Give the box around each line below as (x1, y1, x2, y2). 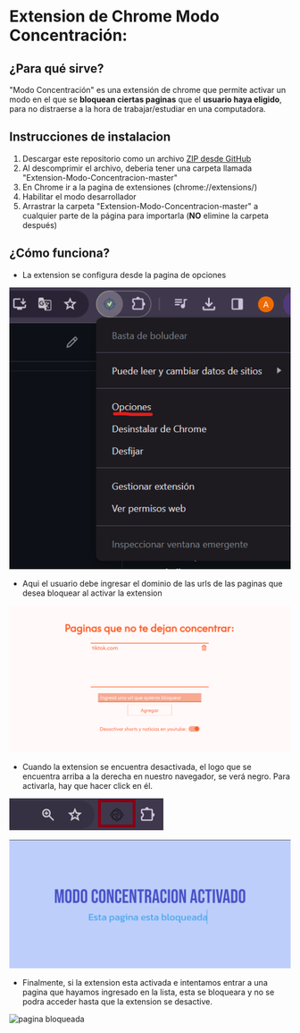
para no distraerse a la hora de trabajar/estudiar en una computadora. (9, 104, 266, 114)
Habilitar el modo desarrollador (21, 191, 137, 202)
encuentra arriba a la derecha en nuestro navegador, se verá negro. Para (21, 771, 290, 782)
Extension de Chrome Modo (9, 6, 221, 27)
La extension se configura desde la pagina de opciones (21, 269, 227, 280)
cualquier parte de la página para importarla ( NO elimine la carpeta (21, 210, 270, 221)
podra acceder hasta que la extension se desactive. (21, 996, 212, 1007)
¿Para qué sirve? (9, 61, 104, 76)
